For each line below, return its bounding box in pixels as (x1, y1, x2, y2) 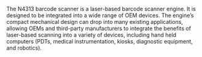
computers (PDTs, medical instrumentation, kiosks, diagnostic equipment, (6, 38, 193, 45)
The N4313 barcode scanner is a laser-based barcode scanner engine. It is (6, 6, 196, 12)
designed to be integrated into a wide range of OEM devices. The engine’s (6, 12, 194, 19)
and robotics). (6, 44, 42, 51)
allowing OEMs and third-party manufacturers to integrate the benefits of (6, 25, 192, 32)
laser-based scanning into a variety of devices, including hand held (6, 31, 177, 39)
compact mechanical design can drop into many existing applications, (6, 18, 183, 25)
